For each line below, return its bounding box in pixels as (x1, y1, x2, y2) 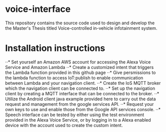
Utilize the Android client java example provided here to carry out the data (5, 96, 156, 102)
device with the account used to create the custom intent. (5, 122, 123, 128)
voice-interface (5, 3, 71, 15)
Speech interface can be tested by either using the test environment (5, 112, 145, 118)
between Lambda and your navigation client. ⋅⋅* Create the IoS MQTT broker (5, 80, 161, 86)
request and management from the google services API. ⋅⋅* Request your (5, 101, 154, 107)
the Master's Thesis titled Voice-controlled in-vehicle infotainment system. (5, 25, 158, 31)
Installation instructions (5, 43, 106, 54)
